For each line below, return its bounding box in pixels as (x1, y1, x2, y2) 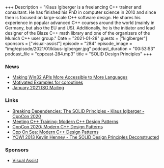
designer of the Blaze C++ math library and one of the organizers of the (5, 30, 150, 36)
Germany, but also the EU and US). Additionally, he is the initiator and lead (5, 25, 155, 31)
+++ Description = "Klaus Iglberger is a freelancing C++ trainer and (5, 4, 141, 10)
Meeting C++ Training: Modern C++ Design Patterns (12, 119, 119, 124)
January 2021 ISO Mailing (12, 85, 64, 91)
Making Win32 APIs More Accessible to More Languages (12, 74, 128, 80)
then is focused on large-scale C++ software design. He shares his (5, 15, 141, 20)
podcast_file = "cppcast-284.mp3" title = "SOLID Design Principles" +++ (5, 51, 152, 57)
